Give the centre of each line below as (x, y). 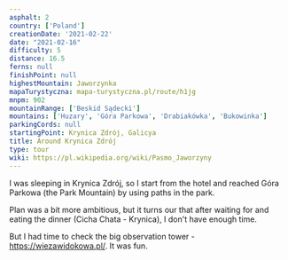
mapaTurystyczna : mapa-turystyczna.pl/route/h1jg (103, 91)
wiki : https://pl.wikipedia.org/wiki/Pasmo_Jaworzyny (111, 158)
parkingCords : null (45, 125)
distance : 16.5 (37, 59)
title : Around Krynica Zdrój (63, 141)
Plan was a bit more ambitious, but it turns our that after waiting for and (139, 209)
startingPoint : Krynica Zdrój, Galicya (83, 133)
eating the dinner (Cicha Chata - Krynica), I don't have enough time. (133, 219)
